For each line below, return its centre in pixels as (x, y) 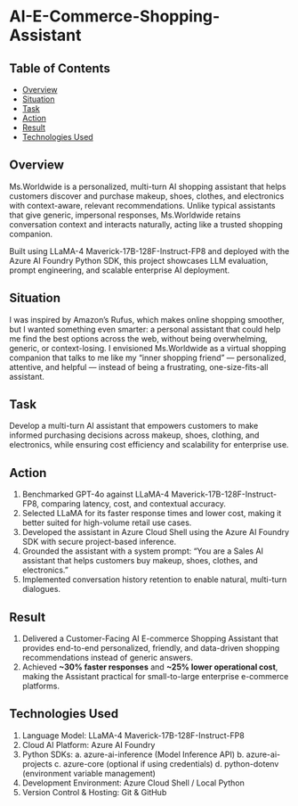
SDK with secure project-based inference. (99, 542)
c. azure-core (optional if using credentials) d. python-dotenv (167, 763)
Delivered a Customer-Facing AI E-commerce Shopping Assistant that (150, 638)
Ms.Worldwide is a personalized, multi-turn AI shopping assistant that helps (148, 186)
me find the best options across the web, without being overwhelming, (139, 338)
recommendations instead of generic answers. (107, 658)
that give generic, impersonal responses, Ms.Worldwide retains (125, 215)
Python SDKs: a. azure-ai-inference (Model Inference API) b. (133, 754)
